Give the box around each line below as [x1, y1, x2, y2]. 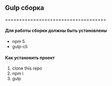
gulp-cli [12, 43, 28, 50]
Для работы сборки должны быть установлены [5, 28, 108, 33]
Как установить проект [5, 55, 55, 60]
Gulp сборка [5, 4, 45, 12]
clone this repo [12, 65, 42, 72]
